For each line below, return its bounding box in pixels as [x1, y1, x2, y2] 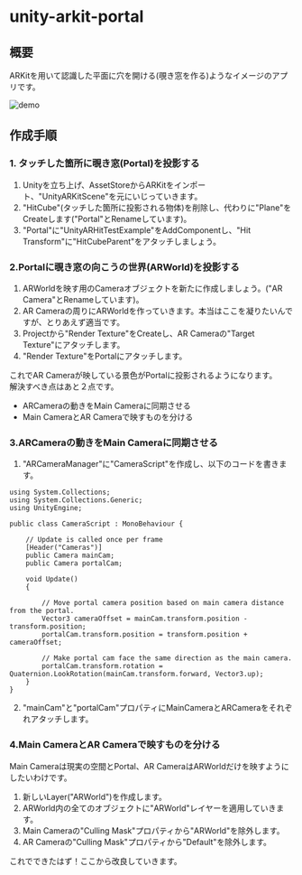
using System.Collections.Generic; [9, 496, 143, 505]
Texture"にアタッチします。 [22, 339, 125, 349]
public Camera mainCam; [25, 551, 115, 561]
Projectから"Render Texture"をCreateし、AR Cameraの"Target [22, 328, 255, 339]
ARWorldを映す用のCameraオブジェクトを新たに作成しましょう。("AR [22, 283, 283, 293]
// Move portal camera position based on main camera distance [41, 599, 284, 608]
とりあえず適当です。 [46, 316, 125, 327]
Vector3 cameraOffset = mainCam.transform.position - [41, 614, 248, 624]
